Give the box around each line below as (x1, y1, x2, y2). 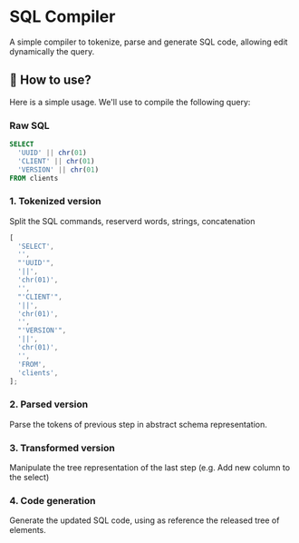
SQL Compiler (9, 6, 116, 27)
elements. (9, 525, 47, 536)
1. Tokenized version (9, 195, 101, 208)
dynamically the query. (9, 45, 95, 56)
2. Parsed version (9, 398, 89, 410)
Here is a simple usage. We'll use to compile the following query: (9, 96, 251, 107)
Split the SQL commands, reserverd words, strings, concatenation (9, 215, 256, 226)
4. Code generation (9, 494, 97, 507)
